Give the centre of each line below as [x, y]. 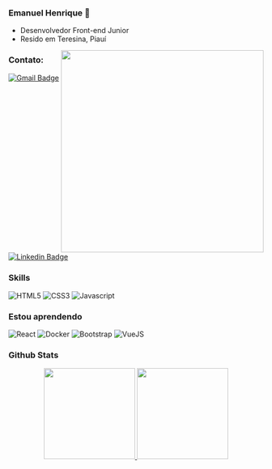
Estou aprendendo [45, 316]
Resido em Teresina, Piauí [63, 39]
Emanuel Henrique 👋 [49, 13]
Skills [19, 278]
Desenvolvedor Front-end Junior [74, 31]
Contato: [26, 60]
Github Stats [34, 355]
